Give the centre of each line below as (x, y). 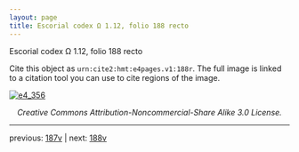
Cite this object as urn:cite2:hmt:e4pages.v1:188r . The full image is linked (145, 68)
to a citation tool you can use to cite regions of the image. (115, 77)
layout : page (33, 17)
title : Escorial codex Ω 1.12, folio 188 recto (99, 26)
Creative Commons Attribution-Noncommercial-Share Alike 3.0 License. (149, 112)
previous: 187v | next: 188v (58, 138)
